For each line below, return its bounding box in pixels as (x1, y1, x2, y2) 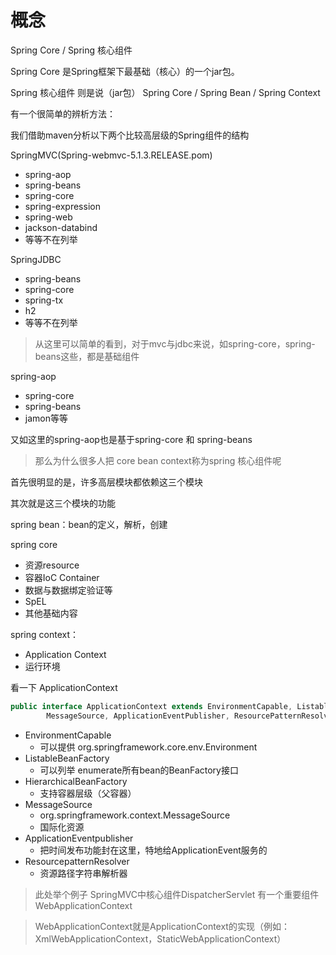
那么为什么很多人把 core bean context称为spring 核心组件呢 (34, 454, 282, 466)
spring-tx (24, 294, 64, 306)
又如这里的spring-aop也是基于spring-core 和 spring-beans (10, 433, 253, 445)
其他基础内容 (24, 607, 78, 619)
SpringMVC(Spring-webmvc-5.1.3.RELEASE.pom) (10, 149, 213, 161)
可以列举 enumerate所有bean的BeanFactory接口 (39, 764, 239, 776)
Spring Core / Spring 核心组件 (10, 44, 133, 56)
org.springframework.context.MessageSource (39, 809, 231, 821)
